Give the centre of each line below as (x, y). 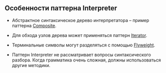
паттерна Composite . (34, 25)
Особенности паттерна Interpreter (61, 8)
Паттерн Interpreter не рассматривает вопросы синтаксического (81, 54)
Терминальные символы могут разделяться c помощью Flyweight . (83, 45)
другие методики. (31, 65)
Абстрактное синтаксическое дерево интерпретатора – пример (80, 20)
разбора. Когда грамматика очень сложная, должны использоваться (86, 60)
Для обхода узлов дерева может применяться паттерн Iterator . (79, 35)
